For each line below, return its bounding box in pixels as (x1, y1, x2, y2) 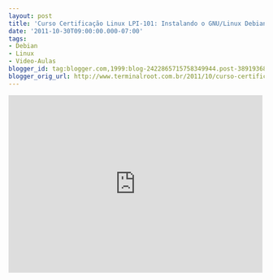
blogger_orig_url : (8, 72, 71, 80)
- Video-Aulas (8, 58, 57, 66)
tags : (8, 34, 27, 43)
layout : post (8, 11, 53, 20)
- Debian (8, 42, 38, 50)
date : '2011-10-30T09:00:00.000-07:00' (8, 27, 144, 35)
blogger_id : (8, 65, 49, 73)
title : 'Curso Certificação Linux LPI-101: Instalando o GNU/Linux (8, 19, 242, 28)
